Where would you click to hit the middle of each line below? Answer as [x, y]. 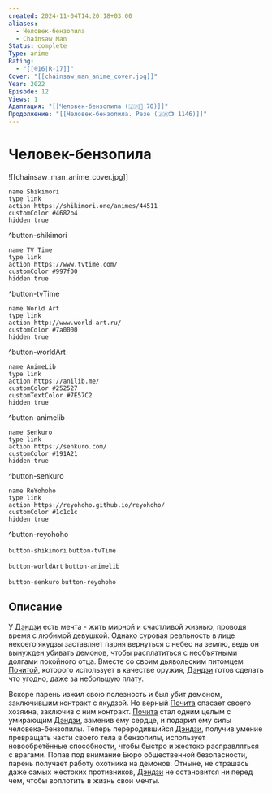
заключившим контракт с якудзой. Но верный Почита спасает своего [130, 703]
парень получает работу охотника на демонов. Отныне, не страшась [129, 763]
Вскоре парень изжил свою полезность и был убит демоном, [115, 694]
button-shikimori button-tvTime [62, 550]
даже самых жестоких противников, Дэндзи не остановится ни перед [131, 772]
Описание [35, 607]
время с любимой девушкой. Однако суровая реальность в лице [122, 635]
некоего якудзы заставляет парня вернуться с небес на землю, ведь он [134, 643]
